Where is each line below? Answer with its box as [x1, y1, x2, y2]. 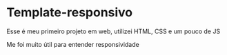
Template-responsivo [6, 5, 133, 20]
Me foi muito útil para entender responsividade [6, 40, 139, 48]
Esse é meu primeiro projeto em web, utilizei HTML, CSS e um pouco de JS [6, 27, 221, 35]
